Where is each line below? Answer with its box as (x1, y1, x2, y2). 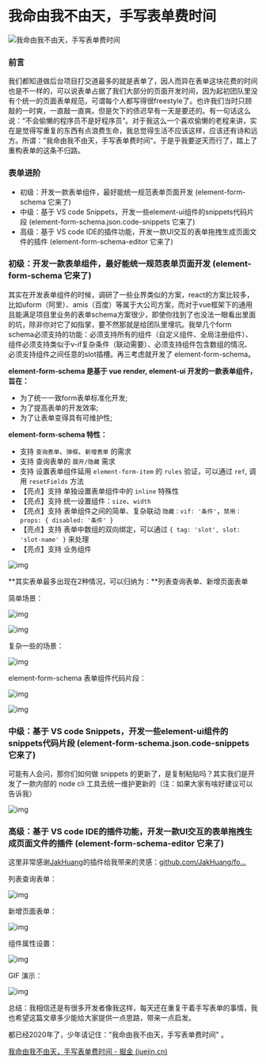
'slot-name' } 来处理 (19, 534, 89, 544)
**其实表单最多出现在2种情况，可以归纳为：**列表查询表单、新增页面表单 (8, 576, 249, 586)
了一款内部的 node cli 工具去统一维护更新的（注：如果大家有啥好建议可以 (14, 779, 253, 789)
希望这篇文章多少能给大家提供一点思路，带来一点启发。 (14, 1013, 196, 1023)
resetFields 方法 (28, 476, 85, 486)
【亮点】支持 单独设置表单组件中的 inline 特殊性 (19, 486, 180, 496)
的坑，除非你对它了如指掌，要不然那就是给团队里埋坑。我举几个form (8, 319, 232, 329)
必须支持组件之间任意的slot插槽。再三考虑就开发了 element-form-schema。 (8, 349, 256, 359)
